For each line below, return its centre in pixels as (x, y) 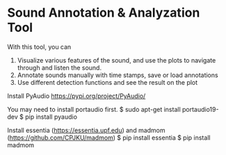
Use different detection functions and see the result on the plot (107, 82)
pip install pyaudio (51, 117)
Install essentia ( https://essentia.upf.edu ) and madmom (86, 130)
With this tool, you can (39, 47)
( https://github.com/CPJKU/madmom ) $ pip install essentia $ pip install (109, 138)
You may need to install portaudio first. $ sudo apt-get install (94, 109)
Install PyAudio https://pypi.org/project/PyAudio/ (76, 96)
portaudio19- (200, 109)
